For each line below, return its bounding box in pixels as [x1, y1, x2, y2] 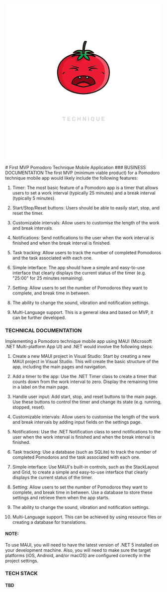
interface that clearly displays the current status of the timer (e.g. [12, 270, 146, 276]
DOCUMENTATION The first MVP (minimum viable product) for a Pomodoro [5, 170, 160, 176]
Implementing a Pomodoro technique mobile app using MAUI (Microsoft [5, 338, 152, 344]
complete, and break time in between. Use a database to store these [12, 490, 153, 495]
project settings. [5, 558, 39, 564]
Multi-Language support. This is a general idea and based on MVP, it [12, 309, 154, 315]
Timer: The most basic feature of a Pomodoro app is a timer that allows [12, 185, 158, 191]
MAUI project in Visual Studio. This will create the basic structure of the [12, 359, 159, 365]
